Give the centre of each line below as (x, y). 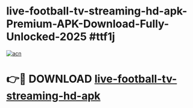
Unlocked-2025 (47, 37)
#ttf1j (102, 37)
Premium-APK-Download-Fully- (88, 24)
